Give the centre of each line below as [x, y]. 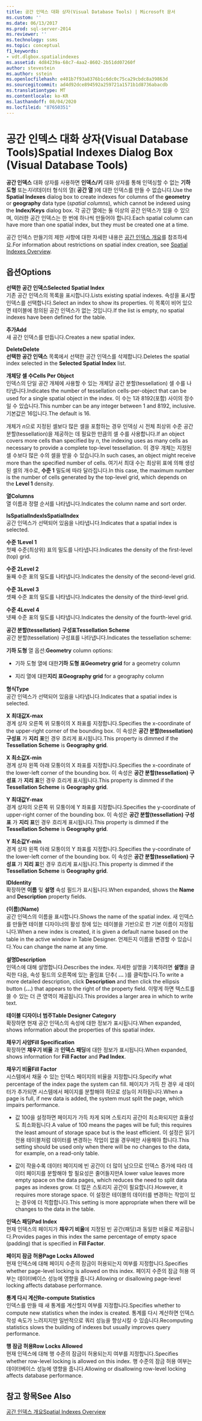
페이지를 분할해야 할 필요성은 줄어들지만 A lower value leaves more [106, 1173]
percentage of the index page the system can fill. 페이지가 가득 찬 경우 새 [95, 1084]
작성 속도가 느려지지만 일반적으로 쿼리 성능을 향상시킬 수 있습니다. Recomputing [100, 1321]
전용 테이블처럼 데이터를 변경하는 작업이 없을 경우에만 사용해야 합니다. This [102, 1140]
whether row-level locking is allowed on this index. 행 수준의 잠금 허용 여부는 [99, 1361]
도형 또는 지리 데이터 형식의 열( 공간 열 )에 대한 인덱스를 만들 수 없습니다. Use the [99, 190]
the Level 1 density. [30, 484]
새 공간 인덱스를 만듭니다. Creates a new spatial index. [71, 337]
